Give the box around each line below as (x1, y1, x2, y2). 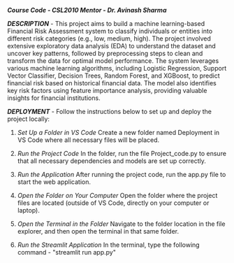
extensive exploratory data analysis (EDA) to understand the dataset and (7, 42, 217, 50)
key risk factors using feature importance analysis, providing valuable (7, 87, 207, 94)
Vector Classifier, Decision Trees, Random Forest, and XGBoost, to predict (7, 71, 220, 80)
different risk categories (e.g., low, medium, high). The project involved (7, 34, 212, 43)
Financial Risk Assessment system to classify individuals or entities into (7, 27, 213, 35)
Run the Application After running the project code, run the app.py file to (17, 171, 226, 178)
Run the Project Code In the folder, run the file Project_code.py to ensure (17, 150, 227, 157)
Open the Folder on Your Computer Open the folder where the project (17, 192, 218, 199)
